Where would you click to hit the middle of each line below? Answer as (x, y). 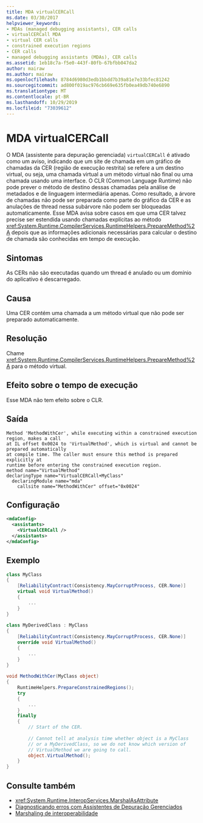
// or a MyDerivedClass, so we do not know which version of (107, 744)
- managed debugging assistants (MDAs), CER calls (72, 57)
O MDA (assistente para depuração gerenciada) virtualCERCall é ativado (98, 155)
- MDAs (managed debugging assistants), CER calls (72, 29)
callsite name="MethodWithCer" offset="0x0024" (78, 486)
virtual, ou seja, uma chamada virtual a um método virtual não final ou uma (100, 175)
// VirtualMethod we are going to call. (80, 750)
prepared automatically (36, 449)
